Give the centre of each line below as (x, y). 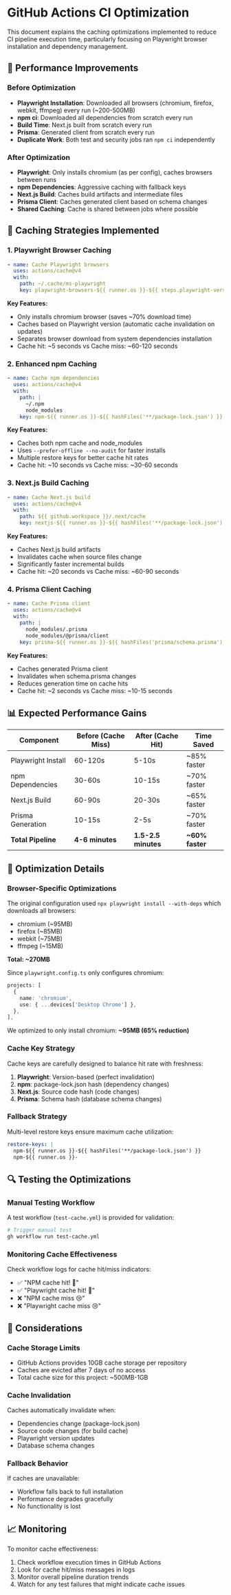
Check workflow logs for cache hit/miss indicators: (79, 1270)
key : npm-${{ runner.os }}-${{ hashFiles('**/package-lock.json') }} (121, 417)
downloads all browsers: (42, 911)
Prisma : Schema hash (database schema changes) (89, 1099)
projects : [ (24, 985)
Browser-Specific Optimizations (62, 888)
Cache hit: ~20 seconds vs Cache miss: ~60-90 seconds (98, 572)
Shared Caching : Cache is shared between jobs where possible (108, 209)
